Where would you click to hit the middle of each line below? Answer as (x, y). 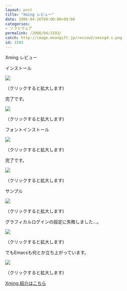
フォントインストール (27, 129)
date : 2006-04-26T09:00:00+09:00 (40, 19)
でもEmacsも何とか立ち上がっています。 (47, 252)
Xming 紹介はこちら (26, 283)
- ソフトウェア (19, 29)
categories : (18, 24)
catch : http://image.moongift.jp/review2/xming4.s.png (64, 38)
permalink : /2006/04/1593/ (33, 33)
